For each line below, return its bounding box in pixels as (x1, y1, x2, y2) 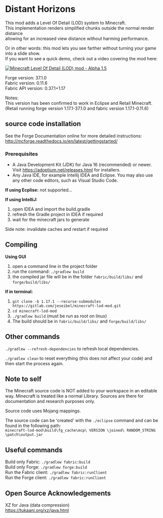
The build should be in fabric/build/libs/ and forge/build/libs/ (12, 318, 147, 324)
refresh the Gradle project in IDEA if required (12, 212, 103, 217)
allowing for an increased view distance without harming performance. (5, 36, 149, 42)
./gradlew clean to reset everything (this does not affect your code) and (5, 355, 153, 361)
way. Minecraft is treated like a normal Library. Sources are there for (5, 393, 144, 399)
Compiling (5, 241, 38, 249)
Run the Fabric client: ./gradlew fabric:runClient (5, 470, 107, 475)
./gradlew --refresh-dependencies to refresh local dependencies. (5, 345, 139, 351)
